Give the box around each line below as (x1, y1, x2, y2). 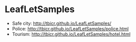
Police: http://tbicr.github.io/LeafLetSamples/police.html (12, 25, 129, 31)
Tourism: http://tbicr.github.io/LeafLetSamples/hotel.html (12, 31, 131, 37)
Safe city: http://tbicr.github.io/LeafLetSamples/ (12, 20, 112, 26)
